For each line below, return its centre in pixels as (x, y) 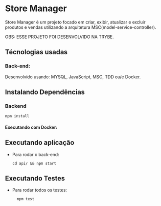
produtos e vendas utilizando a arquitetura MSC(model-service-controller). (81, 27)
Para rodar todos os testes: (39, 190)
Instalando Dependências (45, 92)
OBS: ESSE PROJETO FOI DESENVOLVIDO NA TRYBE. (59, 37)
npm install (17, 116)
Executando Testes (35, 178)
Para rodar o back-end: (36, 154)
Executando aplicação (40, 143)
